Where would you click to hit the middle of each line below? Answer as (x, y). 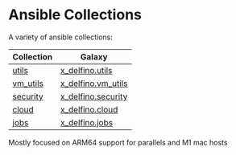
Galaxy (94, 56)
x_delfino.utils (86, 70)
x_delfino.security (94, 96)
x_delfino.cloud (89, 109)
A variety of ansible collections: (60, 37)
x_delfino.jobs (87, 122)
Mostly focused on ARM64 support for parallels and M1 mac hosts (118, 142)
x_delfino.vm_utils (94, 84)
